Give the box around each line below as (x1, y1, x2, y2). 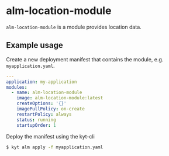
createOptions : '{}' (16, 100, 67, 106)
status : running (16, 117, 57, 123)
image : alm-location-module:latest (16, 95, 104, 101)
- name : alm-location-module (11, 89, 82, 96)
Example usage (6, 40, 63, 50)
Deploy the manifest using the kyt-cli (6, 133, 95, 140)
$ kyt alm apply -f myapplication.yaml (6, 144, 104, 150)
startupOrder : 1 (16, 122, 57, 128)
